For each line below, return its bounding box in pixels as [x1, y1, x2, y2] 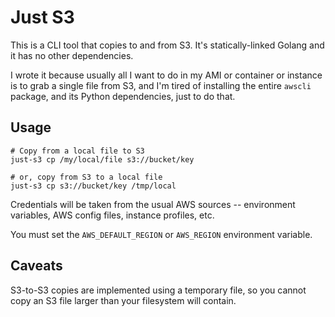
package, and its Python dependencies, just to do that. [10, 90, 236, 102]
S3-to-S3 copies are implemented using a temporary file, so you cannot [10, 284, 307, 296]
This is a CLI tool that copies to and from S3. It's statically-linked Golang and [10, 39, 325, 51]
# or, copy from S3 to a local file [10, 172, 163, 182]
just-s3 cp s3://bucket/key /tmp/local [10, 181, 177, 191]
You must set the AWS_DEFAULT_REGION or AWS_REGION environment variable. [10, 228, 313, 240]
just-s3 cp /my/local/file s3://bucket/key [10, 154, 195, 165]
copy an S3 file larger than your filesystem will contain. [10, 294, 237, 306]
